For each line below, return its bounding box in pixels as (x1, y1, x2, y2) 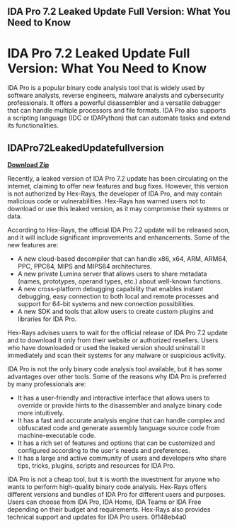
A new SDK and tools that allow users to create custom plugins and (17, 308, 214, 316)
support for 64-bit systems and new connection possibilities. (17, 300, 196, 308)
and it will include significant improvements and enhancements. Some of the (7, 233, 230, 242)
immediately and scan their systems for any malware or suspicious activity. (7, 351, 226, 360)
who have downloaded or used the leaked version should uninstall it (7, 344, 206, 352)
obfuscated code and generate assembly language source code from (17, 424, 221, 432)
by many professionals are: (7, 380, 86, 388)
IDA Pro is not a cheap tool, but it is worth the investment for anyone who (7, 475, 221, 484)
